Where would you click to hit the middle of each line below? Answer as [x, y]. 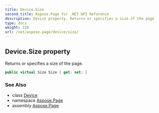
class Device [25, 95]
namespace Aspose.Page [37, 100]
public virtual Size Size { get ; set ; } [46, 72]
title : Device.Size [25, 9]
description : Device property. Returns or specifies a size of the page [80, 18]
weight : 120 [17, 28]
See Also [16, 84]
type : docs [16, 23]
